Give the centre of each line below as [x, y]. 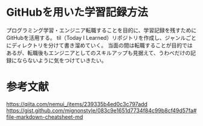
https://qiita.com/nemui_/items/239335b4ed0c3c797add [77, 104]
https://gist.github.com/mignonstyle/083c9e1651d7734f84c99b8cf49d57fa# [101, 110]
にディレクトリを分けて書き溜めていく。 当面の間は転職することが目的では [99, 45]
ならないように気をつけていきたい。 [62, 60]
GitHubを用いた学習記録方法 [77, 12]
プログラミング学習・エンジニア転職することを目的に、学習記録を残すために [101, 30]
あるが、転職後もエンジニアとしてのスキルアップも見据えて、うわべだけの [98, 52]
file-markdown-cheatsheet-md [45, 117]
